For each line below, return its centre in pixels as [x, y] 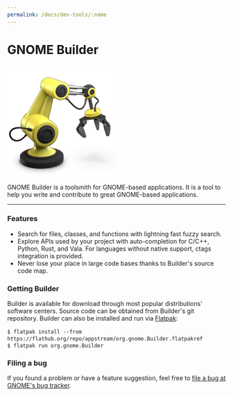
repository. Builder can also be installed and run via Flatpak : [93, 318]
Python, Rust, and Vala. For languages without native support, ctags [114, 249]
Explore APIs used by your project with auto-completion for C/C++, [113, 241]
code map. [33, 271]
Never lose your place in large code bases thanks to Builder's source [115, 263]
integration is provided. [50, 255]
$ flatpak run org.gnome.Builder [55, 346]
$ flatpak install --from [44, 332]
